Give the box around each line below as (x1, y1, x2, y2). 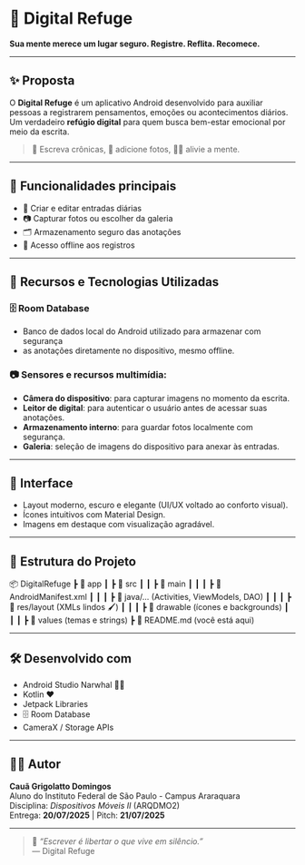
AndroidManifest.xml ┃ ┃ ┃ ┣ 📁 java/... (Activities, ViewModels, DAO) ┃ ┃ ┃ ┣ (9, 592, 292, 603)
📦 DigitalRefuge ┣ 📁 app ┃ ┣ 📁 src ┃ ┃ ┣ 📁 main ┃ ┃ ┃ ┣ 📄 (9, 578, 222, 589)
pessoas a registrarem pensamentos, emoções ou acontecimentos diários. (9, 106, 289, 117)
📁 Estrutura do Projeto (9, 554, 136, 569)
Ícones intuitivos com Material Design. (22, 509, 166, 520)
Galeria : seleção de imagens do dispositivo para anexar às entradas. (22, 440, 280, 452)
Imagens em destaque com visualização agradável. (22, 519, 215, 530)
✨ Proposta (9, 73, 75, 89)
